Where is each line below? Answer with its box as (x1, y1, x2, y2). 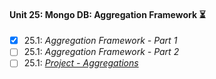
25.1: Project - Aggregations (23, 57, 139, 69)
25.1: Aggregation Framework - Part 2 (23, 46, 180, 58)
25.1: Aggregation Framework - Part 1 (23, 35, 178, 47)
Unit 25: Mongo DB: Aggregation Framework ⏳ (9, 8, 206, 20)
